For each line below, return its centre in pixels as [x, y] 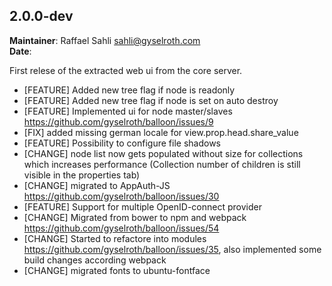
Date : [20, 51]
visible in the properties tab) [82, 175]
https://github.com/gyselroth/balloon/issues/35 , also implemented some [172, 249]
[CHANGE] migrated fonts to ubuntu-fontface [117, 270]
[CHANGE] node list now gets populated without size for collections [163, 153]
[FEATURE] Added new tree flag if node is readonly [129, 90]
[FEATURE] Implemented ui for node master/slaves [128, 111]
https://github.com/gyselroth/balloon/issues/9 [118, 121]
